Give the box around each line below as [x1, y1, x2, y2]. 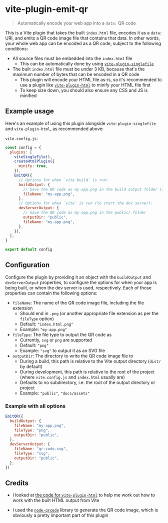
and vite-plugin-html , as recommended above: [5, 125, 104, 131]
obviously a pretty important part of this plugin [12, 512, 108, 518]
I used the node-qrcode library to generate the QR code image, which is [12, 507, 158, 513]
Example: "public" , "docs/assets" [19, 390, 90, 396]
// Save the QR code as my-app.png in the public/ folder [23, 210, 146, 215]
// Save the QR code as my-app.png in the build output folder [23, 186, 157, 192]
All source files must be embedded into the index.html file [12, 55, 132, 61]
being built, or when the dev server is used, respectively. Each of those [5, 284, 151, 290]
